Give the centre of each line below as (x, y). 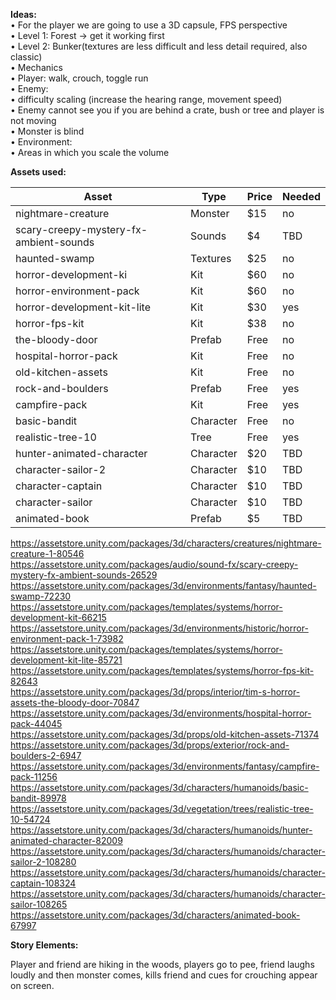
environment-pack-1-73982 (67, 638)
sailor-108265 (39, 904)
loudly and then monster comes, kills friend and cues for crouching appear (164, 975)
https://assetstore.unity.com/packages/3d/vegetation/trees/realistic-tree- (162, 808)
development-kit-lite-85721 (66, 660)
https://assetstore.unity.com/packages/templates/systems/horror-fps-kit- (162, 670)
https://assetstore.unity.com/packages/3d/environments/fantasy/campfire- (165, 766)
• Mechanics (36, 67)
